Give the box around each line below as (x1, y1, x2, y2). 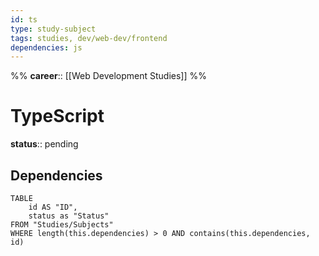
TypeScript (10, 105, 105, 128)
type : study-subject (10, 24, 97, 34)
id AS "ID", (28, 202, 78, 212)
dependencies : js (10, 42, 83, 53)
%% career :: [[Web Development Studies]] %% (10, 70, 207, 82)
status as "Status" (28, 211, 110, 221)
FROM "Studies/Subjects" (10, 220, 114, 230)
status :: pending (10, 138, 79, 150)
